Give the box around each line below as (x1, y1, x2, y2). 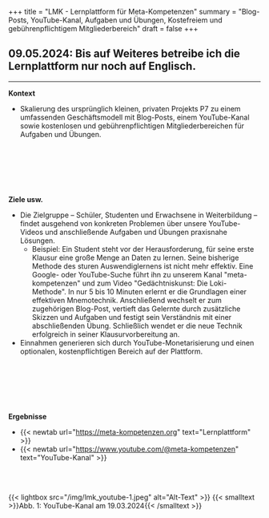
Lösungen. (19, 236, 56, 245)
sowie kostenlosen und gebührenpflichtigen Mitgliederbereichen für (19, 120, 244, 131)
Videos (19, 227, 44, 237)
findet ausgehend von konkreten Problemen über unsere (19, 218, 207, 228)
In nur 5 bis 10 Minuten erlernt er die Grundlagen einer (67, 286, 247, 296)
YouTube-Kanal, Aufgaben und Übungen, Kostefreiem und (30, 15, 223, 25)
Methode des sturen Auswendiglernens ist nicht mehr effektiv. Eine (31, 261, 254, 271)
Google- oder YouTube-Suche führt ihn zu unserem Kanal (31, 269, 223, 279)
